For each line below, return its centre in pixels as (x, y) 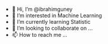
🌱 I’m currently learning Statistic (51, 22)
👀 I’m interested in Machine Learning (57, 15)
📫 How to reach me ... (39, 35)
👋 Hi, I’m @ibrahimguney (42, 9)
